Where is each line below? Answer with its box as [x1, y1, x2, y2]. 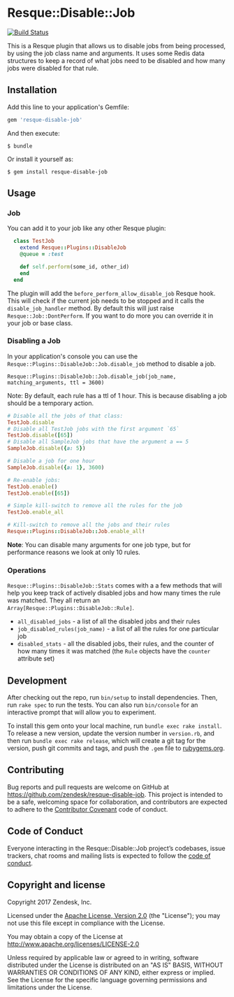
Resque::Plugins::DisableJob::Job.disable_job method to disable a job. [7, 359, 217, 368]
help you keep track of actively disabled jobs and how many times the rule [7, 589, 221, 598]
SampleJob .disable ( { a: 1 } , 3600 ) [7, 464, 105, 471]
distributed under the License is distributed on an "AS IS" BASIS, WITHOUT [7, 961, 224, 969]
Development [7, 674, 68, 686]
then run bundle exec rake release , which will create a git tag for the [7, 737, 206, 745]
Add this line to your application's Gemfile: [7, 103, 129, 111]
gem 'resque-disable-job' [7, 116, 82, 123]
